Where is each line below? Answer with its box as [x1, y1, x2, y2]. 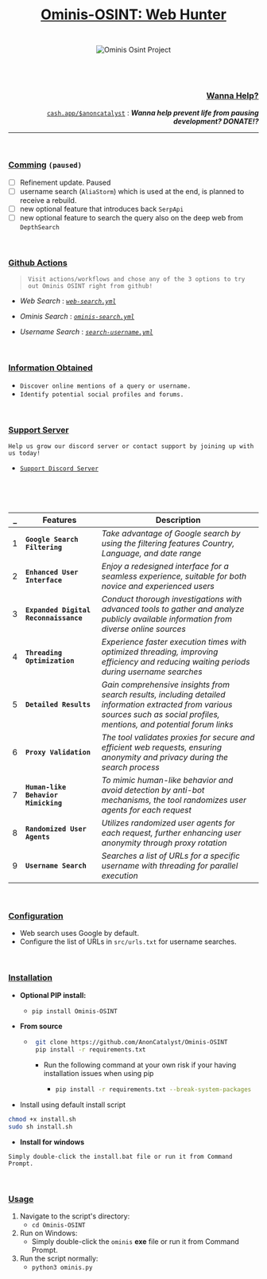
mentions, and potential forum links [101, 719, 234, 730]
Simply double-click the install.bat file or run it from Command [8, 1152, 233, 1160]
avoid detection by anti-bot [101, 784, 205, 795]
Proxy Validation [25, 747, 91, 757]
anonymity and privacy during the [101, 751, 229, 762]
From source [19, 1021, 63, 1031]
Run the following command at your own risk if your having [43, 1060, 237, 1070]
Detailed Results [25, 700, 91, 709]
